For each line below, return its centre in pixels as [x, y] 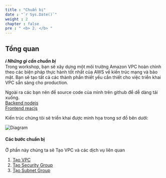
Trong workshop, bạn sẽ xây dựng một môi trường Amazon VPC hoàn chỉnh [83, 66]
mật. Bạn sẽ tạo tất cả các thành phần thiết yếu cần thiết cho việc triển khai [83, 77]
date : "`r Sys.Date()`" [31, 14]
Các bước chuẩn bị [25, 139]
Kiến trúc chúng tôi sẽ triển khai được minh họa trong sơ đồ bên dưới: [77, 117]
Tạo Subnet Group [31, 170]
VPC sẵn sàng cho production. [37, 82]
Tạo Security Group [33, 165]
